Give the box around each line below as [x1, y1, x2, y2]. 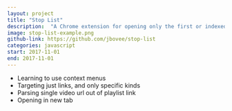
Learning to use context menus [17, 74, 106, 82]
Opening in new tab [17, 96, 73, 104]
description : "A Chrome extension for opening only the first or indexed [7, 23, 227, 30]
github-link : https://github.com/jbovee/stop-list [7, 36, 156, 43]
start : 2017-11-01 [7, 49, 60, 56]
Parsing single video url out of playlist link [17, 88, 136, 97]
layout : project [7, 10, 54, 17]
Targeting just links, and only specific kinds [17, 81, 140, 90]
